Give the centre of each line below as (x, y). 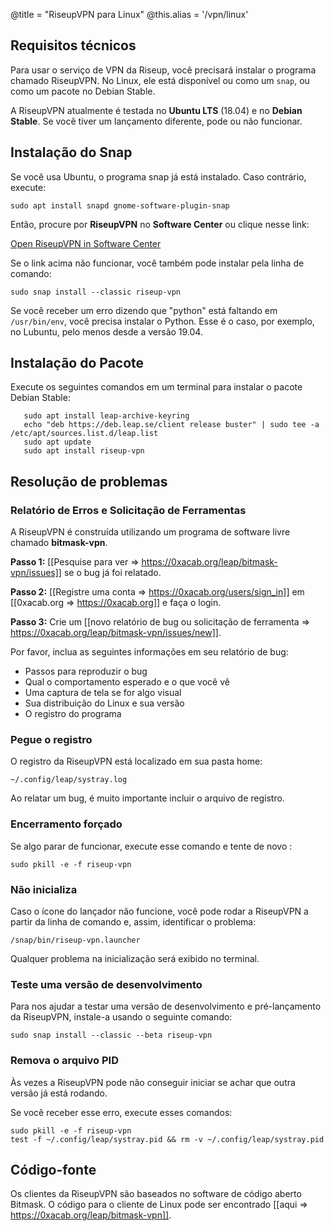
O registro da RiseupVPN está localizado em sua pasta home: (136, 761)
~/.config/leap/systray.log (69, 780)
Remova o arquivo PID (65, 1061)
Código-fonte (53, 1170)
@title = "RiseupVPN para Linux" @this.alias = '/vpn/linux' (129, 14)
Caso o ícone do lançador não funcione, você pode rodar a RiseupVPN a (159, 911)
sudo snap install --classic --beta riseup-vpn (111, 1035)
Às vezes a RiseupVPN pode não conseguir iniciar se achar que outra (153, 1082)
